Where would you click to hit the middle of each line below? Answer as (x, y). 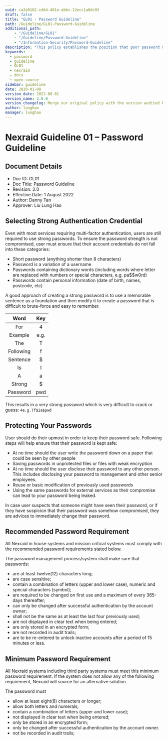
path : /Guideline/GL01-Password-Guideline (50, 24)
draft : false (19, 15)
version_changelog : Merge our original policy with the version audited (82, 103)
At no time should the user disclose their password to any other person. (86, 469)
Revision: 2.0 (26, 189)
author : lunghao (22, 108)
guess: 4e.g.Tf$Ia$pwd (28, 410)
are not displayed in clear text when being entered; (65, 622)
